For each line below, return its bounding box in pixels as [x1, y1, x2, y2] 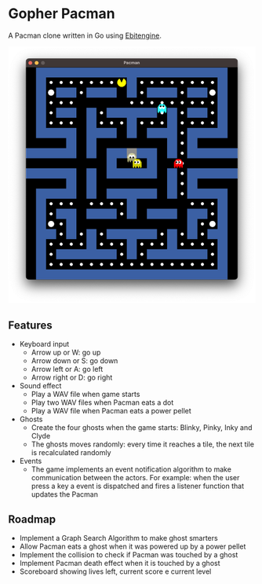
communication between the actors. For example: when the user [31, 473, 240, 483]
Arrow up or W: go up [31, 347, 101, 358]
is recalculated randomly [31, 448, 111, 457]
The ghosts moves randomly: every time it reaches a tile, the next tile [31, 439, 255, 449]
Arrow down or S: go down [31, 356, 118, 365]
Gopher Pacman [8, 5, 115, 23]
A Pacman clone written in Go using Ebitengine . [8, 31, 162, 40]
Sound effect [19, 381, 62, 391]
